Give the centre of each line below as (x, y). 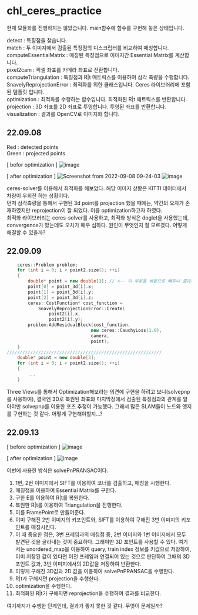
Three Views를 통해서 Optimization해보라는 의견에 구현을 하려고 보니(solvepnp (98, 391)
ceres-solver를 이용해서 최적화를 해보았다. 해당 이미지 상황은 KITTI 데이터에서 (97, 188)
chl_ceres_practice (54, 11)
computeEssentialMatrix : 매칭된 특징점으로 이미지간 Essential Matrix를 (90, 55)
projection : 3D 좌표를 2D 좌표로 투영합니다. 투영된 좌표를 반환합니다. (87, 107)
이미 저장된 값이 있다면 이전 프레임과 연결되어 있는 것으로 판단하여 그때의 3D (103, 556)
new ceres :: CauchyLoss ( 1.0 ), (126, 331)
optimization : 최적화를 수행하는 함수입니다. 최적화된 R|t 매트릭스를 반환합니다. (97, 99)
